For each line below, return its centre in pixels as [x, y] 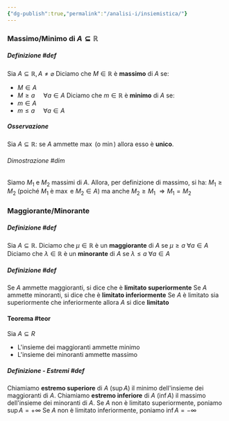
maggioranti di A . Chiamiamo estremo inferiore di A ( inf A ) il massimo [107, 396]
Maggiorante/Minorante [49, 211]
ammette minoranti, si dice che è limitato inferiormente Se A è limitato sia [113, 295]
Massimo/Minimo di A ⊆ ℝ [53, 38]
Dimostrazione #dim [36, 161]
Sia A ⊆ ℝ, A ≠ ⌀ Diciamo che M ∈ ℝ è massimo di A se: [88, 73]
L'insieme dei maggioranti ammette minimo [78, 347]
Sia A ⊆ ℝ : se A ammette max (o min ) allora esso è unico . [91, 144]
